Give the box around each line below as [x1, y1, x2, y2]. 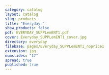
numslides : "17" [5, 53, 38, 58]
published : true [5, 62, 38, 67]
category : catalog [5, 7, 43, 12]
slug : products [5, 16, 36, 21]
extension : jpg [5, 48, 36, 53]
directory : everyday [5, 39, 48, 44]
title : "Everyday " [5, 21, 45, 26]
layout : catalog [5, 12, 38, 17]
